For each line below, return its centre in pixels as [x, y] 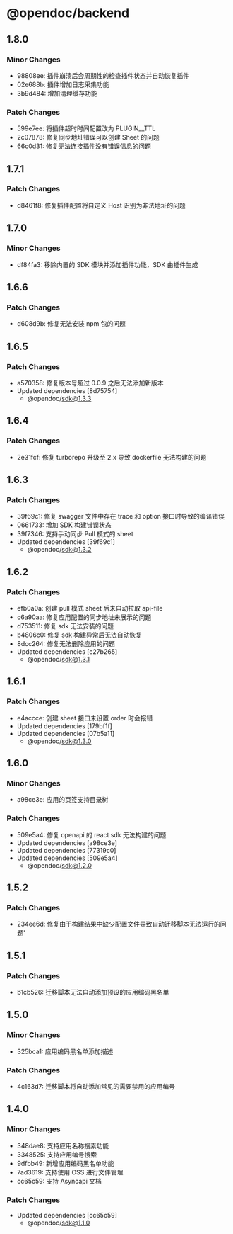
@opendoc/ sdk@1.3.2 [59, 550]
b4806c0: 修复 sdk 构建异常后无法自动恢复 [79, 635]
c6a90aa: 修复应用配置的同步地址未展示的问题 [84, 617]
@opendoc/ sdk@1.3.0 [59, 741]
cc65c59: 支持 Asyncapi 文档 [59, 1181]
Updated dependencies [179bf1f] [64, 726]
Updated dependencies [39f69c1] [66, 542]
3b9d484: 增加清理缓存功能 [57, 93]
